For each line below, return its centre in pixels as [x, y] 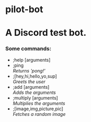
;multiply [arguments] [35, 97]
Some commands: [28, 48]
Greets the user [29, 81]
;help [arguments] [31, 60]
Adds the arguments [34, 92]
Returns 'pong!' [29, 70]
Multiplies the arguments [39, 103]
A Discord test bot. [46, 33]
